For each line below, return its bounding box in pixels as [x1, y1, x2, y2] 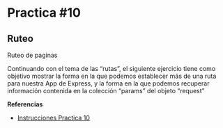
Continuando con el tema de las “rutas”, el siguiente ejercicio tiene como [7, 65, 216, 72]
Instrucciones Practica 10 [17, 113, 91, 122]
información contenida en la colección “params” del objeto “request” [7, 87, 205, 95]
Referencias [7, 100, 43, 109]
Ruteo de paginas [7, 51, 58, 59]
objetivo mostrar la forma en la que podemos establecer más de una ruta [7, 72, 217, 80]
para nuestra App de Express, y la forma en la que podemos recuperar [7, 79, 210, 88]
